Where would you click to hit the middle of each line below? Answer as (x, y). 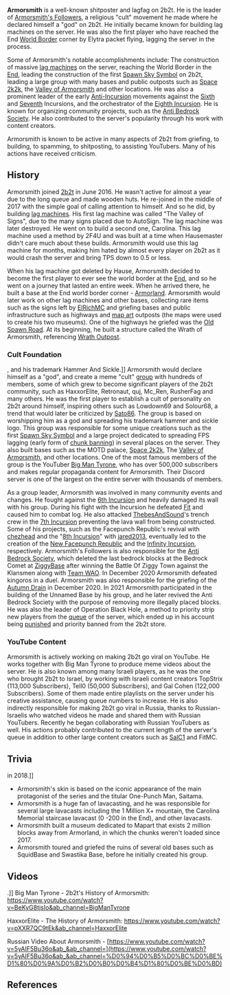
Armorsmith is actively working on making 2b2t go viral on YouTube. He (108, 657)
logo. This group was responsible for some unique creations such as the (109, 428)
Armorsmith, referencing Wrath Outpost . (64, 336)
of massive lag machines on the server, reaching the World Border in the (110, 67)
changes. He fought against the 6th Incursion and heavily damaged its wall (113, 500)
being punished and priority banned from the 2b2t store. (87, 624)
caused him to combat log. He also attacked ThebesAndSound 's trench (108, 515)
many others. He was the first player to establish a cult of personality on (109, 399)
